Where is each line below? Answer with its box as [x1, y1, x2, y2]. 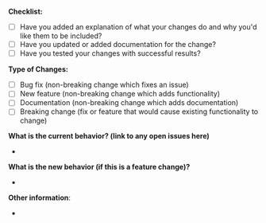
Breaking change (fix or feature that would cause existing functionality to [19, 107, 259, 116]
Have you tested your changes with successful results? [19, 49, 201, 58]
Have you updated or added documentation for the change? [19, 40, 217, 49]
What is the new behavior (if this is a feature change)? [8, 162, 191, 172]
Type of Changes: [8, 65, 69, 74]
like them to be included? [19, 31, 102, 41]
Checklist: [8, 7, 44, 16]
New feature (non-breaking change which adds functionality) [19, 89, 221, 99]
